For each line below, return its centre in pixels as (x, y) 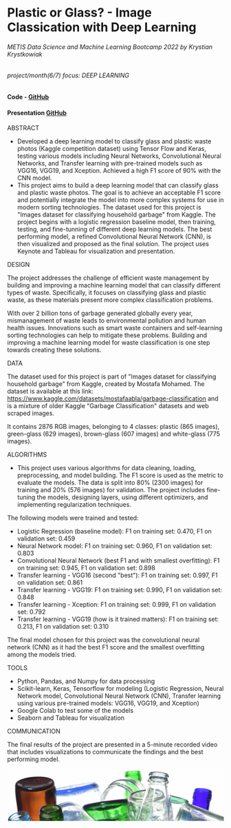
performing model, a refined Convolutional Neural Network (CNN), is (114, 236)
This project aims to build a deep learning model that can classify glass (118, 185)
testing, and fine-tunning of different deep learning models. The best (114, 230)
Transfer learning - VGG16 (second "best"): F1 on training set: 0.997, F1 (117, 575)
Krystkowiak (25, 54)
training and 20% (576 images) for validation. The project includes (111, 490)
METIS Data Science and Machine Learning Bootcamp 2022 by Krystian (110, 47)
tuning (26, 497)
